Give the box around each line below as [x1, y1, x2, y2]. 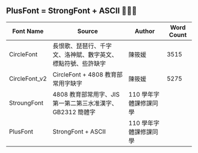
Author [134, 27, 155, 35]
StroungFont [9, 98, 44, 107]
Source [77, 27, 98, 35]
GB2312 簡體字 [52, 108, 96, 116]
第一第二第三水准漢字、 [52, 99, 118, 107]
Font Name [12, 27, 44, 35]
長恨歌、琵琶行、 [52, 42, 100, 50]
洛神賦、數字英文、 [64, 51, 118, 59]
